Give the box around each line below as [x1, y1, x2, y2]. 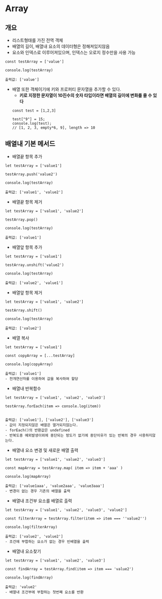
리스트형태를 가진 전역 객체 [12, 37, 63, 43]
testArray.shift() [5, 308, 42, 313]
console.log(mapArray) [5, 474, 51, 479]
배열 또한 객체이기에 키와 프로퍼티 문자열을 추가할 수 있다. [12, 86, 122, 92]
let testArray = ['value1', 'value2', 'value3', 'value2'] [5, 507, 127, 512]
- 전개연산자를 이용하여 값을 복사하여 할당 [5, 376, 78, 381]
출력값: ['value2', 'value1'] [5, 281, 63, 285]
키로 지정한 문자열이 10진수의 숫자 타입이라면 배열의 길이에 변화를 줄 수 [19, 93, 152, 98]
